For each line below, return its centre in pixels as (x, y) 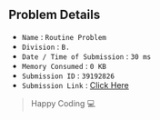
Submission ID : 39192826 (68, 75)
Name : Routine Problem (64, 36)
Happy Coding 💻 (63, 103)
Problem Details (55, 15)
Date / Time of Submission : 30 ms (86, 56)
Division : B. (45, 46)
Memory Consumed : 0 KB (64, 65)
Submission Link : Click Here (75, 85)
